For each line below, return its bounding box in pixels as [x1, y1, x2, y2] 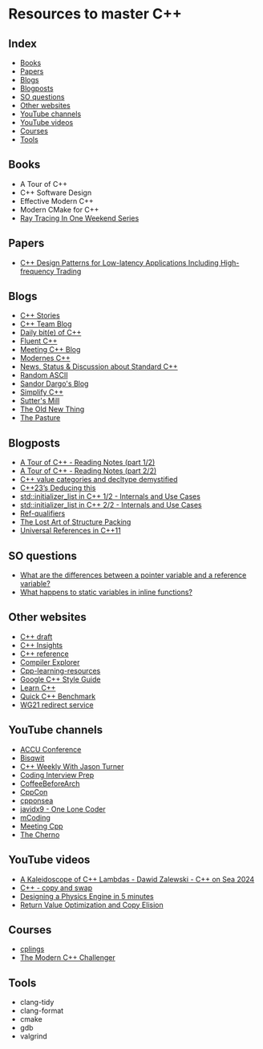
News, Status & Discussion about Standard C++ [19, 362, 178, 371]
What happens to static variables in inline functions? [19, 587, 192, 597]
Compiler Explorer [19, 657, 80, 666]
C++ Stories [19, 310, 60, 321]
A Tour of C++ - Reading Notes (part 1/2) [19, 458, 156, 468]
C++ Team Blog [19, 319, 72, 329]
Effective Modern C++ [19, 196, 94, 205]
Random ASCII [19, 371, 68, 380]
